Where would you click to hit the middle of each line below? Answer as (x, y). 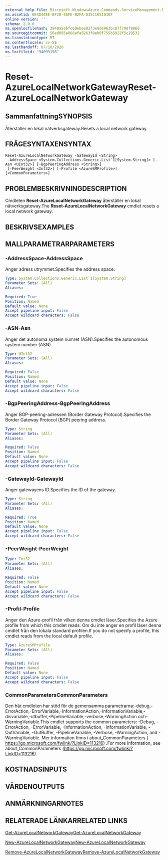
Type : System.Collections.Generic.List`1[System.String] (66, 279)
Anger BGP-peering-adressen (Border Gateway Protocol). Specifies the (78, 414)
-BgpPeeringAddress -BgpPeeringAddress (58, 403)
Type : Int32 (17, 559)
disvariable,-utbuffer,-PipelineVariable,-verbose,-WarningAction (71, 716)
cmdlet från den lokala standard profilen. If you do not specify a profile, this (82, 630)
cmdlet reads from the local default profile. (49, 636)
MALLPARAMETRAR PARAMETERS (60, 244)
